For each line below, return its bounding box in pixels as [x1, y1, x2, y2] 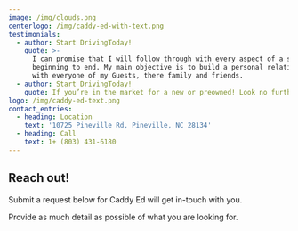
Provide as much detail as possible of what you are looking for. [8, 211, 238, 222]
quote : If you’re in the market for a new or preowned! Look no [24, 87, 268, 96]
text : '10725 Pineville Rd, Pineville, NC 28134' [24, 121, 213, 130]
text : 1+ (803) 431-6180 [24, 137, 117, 146]
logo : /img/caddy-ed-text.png [8, 95, 121, 105]
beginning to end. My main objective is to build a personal [31, 63, 264, 72]
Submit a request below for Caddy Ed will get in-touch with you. [8, 194, 243, 205]
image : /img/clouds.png [8, 12, 97, 22]
